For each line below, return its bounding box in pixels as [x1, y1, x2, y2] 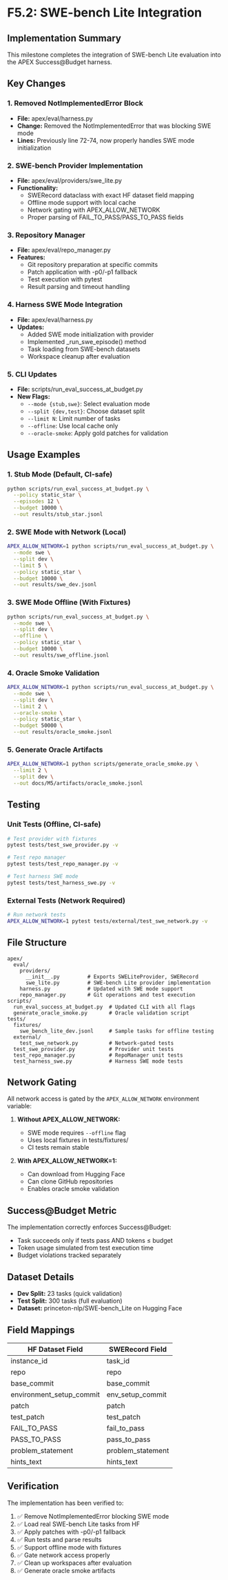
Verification [7, 1481, 59, 1492]
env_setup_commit [106, 1390, 167, 1399]
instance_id [10, 1356, 48, 1366]
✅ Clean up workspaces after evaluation [17, 1559, 132, 1567]
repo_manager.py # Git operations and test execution [19, 991, 196, 998]
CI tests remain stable [27, 1143, 90, 1152]
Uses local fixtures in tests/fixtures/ [27, 1136, 129, 1144]
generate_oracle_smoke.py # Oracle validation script [13, 1009, 189, 1017]
